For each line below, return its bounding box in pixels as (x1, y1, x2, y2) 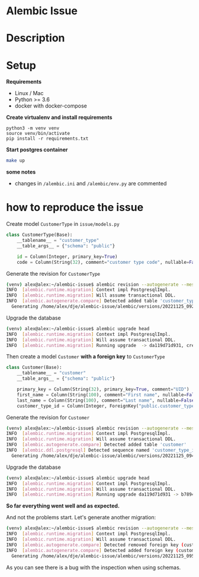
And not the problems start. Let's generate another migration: (6, 514, 156, 521)
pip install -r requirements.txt (6, 135, 89, 142)
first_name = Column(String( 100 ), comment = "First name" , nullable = (17, 392, 187, 398)
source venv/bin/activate (6, 131, 70, 137)
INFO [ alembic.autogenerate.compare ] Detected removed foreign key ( (6, 542, 184, 548)
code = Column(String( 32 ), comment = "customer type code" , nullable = (17, 259, 190, 265)
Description (6, 31, 65, 45)
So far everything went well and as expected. (6, 502, 120, 509)
